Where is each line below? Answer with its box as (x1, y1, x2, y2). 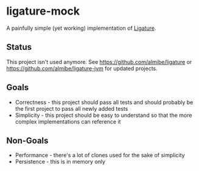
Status (6, 42, 32, 52)
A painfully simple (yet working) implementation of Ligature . (6, 24, 156, 32)
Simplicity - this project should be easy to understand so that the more (15, 111, 192, 119)
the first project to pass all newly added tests (15, 105, 128, 112)
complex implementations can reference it (15, 117, 121, 125)
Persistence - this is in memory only (15, 158, 105, 166)
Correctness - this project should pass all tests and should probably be (15, 99, 194, 106)
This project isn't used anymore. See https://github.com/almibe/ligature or (6, 58, 192, 65)
